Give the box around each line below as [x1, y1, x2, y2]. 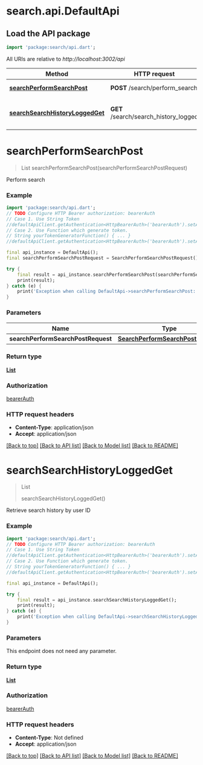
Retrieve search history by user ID [6, 507, 91, 514]
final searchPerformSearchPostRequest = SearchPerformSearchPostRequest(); [6, 255, 201, 261]
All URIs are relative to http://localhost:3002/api [6, 55, 125, 62]
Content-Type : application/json [14, 424, 94, 431]
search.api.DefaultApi [6, 4, 120, 18]
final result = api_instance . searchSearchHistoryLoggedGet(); [17, 597, 177, 603]
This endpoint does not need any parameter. [6, 648, 117, 655]
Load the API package [6, 28, 91, 39]
